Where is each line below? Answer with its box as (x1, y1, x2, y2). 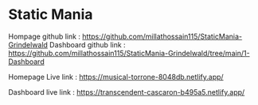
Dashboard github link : (49, 39, 126, 49)
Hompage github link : (8, 32, 81, 41)
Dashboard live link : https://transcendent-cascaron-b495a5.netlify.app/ (8, 87, 245, 96)
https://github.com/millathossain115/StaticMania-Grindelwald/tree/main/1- (8, 48, 250, 58)
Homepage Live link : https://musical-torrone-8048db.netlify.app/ (8, 72, 225, 81)
